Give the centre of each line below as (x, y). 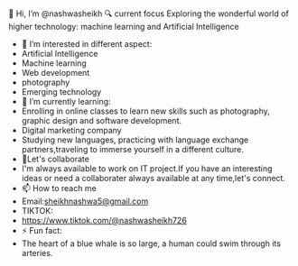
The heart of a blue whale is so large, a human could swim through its (151, 243)
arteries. (37, 253)
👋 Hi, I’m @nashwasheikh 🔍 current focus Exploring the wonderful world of (149, 14)
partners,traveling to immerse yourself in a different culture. (133, 149)
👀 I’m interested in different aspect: (87, 44)
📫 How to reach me (59, 188)
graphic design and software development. (102, 120)
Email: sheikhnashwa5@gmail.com (85, 201)
